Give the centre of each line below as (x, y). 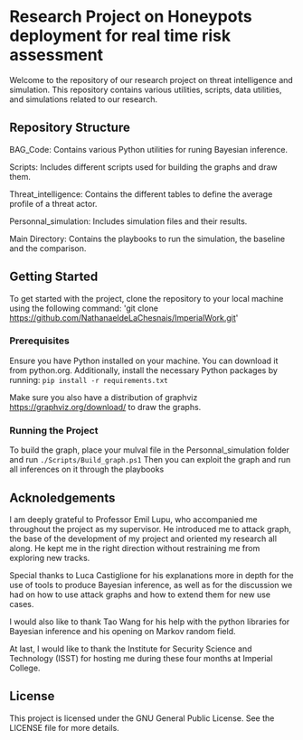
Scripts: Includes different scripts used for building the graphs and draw (143, 167)
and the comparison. (48, 248)
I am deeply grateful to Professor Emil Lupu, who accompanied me (133, 519)
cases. (22, 604)
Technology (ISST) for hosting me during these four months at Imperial (141, 658)
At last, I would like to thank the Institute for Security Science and (131, 649)
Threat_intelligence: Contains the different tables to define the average (141, 194)
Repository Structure (70, 128)
